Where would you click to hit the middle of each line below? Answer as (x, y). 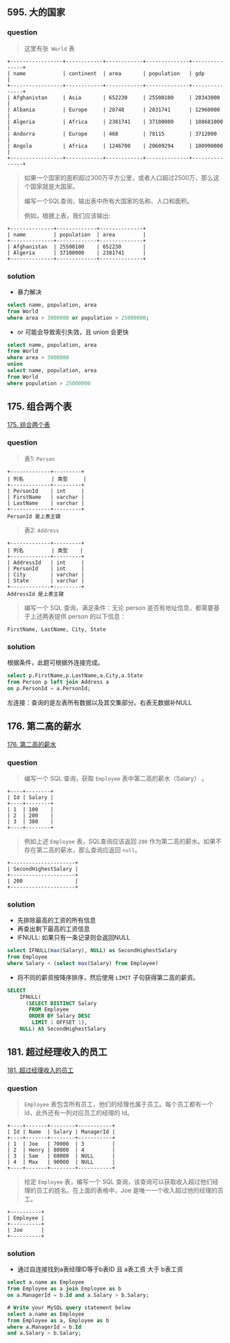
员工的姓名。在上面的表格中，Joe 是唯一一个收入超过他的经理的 (127, 1191)
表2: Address (42, 530)
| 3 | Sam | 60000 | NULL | (61, 1156)
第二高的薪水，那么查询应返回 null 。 (88, 849)
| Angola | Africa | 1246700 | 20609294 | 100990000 (115, 146)
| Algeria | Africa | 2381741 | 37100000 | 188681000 (115, 122)
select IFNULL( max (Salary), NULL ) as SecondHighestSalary (92, 951)
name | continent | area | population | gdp (109, 73)
